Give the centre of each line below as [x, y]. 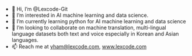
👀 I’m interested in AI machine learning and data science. [80, 15]
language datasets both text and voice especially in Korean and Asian [95, 34]
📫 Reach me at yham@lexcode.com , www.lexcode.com [79, 46]
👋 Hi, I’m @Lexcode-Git [40, 9]
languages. [25, 40]
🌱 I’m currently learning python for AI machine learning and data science [99, 21]
